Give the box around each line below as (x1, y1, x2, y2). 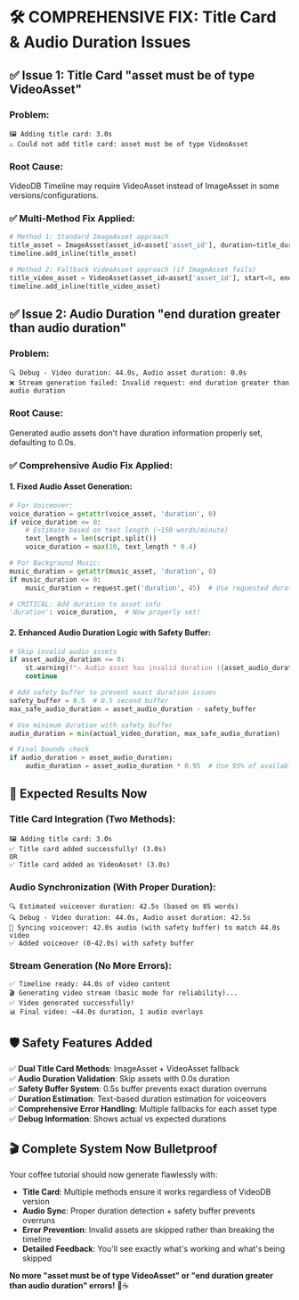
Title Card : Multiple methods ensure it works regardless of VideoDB (21, 1186, 271, 1196)
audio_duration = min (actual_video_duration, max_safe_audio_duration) (9, 729, 280, 738)
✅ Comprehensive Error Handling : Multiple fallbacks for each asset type (9, 1104, 278, 1114)
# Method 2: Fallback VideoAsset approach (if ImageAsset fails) (9, 265, 256, 275)
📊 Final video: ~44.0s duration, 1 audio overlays (9, 1007, 204, 1017)
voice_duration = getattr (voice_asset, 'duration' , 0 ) (9, 509, 217, 518)
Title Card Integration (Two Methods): (9, 813, 176, 825)
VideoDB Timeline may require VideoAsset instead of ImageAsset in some (9, 180, 280, 192)
